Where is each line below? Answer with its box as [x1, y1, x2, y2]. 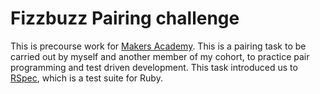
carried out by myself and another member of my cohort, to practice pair [10, 50, 310, 62]
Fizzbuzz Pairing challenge [10, 7, 240, 30]
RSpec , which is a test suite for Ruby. [10, 72, 163, 84]
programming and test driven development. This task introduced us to [10, 61, 298, 73]
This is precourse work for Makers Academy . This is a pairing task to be [10, 40, 307, 52]
